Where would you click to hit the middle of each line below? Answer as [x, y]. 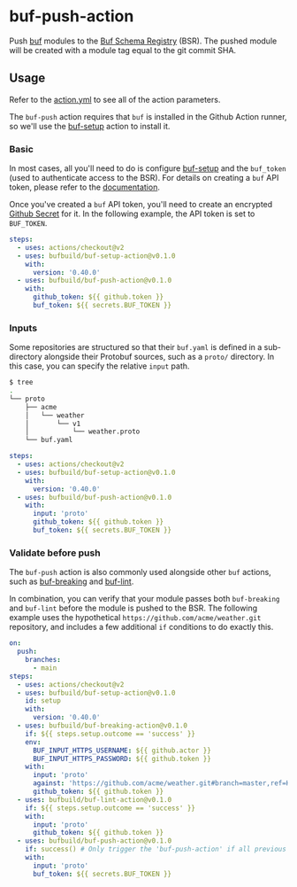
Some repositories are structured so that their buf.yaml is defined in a [136, 347]
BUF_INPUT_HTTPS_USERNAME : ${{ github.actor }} [122, 751]
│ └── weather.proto [83, 432]
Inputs [23, 328]
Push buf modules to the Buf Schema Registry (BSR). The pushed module [143, 41]
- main [45, 668]
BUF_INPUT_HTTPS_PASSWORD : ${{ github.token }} [122, 759]
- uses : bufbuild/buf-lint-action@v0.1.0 [95, 799]
